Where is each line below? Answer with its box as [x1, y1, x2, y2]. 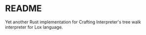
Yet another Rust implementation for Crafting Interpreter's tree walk [5, 19, 141, 25]
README [5, 3, 42, 14]
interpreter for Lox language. [5, 24, 63, 30]
